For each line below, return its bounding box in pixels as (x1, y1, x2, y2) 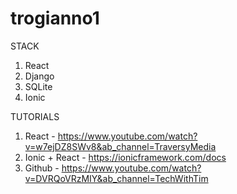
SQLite (24, 80, 53, 92)
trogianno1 (10, 7, 100, 30)
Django (24, 70, 55, 82)
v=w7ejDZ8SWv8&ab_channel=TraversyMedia (24, 140, 217, 152)
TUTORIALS (10, 110, 60, 122)
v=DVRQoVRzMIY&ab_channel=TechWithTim (24, 172, 209, 184)
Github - (24, 162, 60, 174)
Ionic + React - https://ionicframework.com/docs (24, 151, 227, 163)
